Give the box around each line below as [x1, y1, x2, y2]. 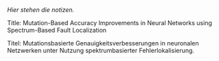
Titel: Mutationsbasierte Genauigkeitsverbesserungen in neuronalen [7, 39, 199, 47]
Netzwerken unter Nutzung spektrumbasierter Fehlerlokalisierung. [7, 47, 194, 54]
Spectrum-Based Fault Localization [7, 26, 107, 34]
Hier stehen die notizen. [7, 6, 75, 14]
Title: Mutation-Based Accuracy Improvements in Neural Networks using [7, 19, 213, 26]
